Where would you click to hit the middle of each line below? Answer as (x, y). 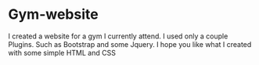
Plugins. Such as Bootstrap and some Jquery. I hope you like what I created (130, 44)
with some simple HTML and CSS (62, 52)
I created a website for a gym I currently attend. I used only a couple (118, 36)
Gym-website (54, 14)
